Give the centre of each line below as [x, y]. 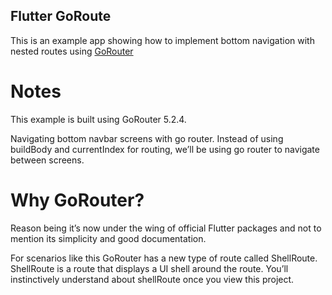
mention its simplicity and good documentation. [108, 238]
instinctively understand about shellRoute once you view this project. [152, 279]
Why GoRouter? [77, 200]
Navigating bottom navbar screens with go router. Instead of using [147, 138]
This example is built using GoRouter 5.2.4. [98, 119]
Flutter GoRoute [61, 16]
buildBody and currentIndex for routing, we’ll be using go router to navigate [165, 149]
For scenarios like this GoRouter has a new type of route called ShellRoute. [164, 258]
